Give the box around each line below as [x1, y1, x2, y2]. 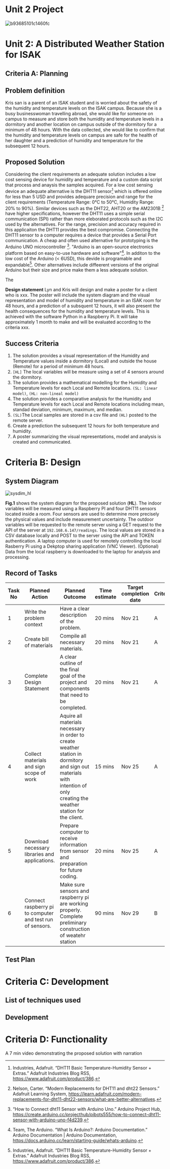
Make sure [60, 881, 85, 888]
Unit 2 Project [5, 4, 64, 15]
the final [60, 666, 79, 673]
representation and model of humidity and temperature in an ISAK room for [5, 297, 161, 304]
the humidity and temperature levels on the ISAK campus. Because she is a [5, 105, 162, 111]
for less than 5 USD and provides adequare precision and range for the [5, 193, 153, 199]
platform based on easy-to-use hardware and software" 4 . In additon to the [5, 249, 161, 256]
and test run [24, 916, 53, 923]
